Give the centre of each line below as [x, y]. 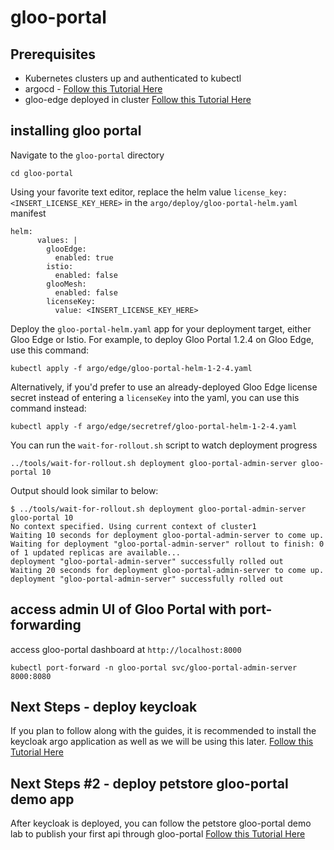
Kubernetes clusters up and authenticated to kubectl [133, 78]
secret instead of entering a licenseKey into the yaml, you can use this [155, 397]
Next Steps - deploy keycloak [104, 707]
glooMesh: [66, 284]
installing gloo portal [76, 131]
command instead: [48, 408]
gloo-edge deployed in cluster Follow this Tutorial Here [138, 99]
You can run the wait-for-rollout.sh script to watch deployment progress [164, 445]
